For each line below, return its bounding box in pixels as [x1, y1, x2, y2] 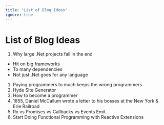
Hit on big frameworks [12, 61, 60, 67]
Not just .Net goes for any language [12, 72, 88, 78]
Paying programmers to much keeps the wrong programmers [12, 82, 142, 88]
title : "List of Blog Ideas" [5, 7, 68, 13]
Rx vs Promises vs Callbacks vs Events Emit [12, 109, 106, 115]
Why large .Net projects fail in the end [12, 51, 93, 57]
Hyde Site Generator [12, 87, 56, 93]
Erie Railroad [12, 103, 40, 110]
